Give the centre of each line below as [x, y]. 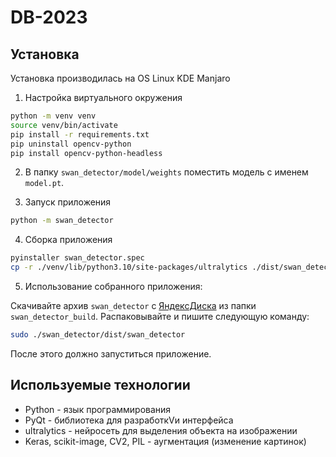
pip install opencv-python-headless [86, 153]
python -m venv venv [53, 116]
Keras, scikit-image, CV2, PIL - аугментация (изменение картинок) [165, 441]
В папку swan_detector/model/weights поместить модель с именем [166, 172]
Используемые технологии [100, 385]
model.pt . [44, 183]
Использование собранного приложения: [113, 286]
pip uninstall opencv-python [71, 144]
